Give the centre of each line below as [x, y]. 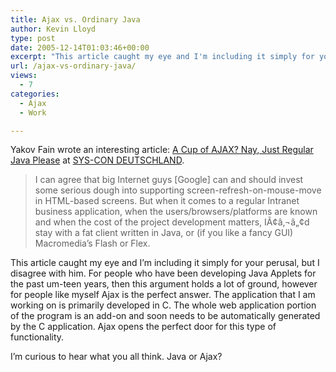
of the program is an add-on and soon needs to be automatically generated [165, 316]
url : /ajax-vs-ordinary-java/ [73, 66]
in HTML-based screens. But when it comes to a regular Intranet [167, 201]
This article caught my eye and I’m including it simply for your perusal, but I [165, 263]
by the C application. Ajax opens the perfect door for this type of [143, 327]
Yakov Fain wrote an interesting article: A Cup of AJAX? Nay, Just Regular [162, 150]
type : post [33, 38]
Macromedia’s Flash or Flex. [92, 243]
